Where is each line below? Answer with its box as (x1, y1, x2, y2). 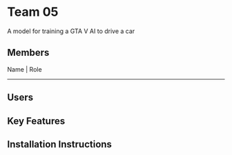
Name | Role (7, 65, 43, 73)
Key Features (7, 115, 66, 127)
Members (7, 47, 50, 59)
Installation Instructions (7, 138, 113, 150)
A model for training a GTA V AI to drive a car (7, 27, 135, 35)
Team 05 (7, 4, 59, 20)
